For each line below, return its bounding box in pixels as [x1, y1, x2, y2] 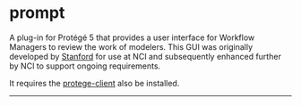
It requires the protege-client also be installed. [9, 77, 180, 88]
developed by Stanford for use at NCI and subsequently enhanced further [9, 51, 282, 61]
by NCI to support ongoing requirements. [9, 61, 161, 71]
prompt [9, 3, 65, 23]
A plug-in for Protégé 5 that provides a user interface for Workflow [9, 32, 255, 43]
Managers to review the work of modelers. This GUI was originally [9, 41, 254, 52]
